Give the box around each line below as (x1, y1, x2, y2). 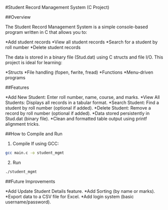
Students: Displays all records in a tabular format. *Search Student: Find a (5, 99, 159, 106)
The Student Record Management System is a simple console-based (5, 24, 148, 30)
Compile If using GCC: (12, 141, 59, 146)
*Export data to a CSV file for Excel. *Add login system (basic (5, 193, 134, 199)
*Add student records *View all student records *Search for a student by (5, 39, 158, 45)
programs (5, 75, 26, 80)
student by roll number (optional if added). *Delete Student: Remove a (5, 105, 151, 111)
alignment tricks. (5, 121, 40, 127)
